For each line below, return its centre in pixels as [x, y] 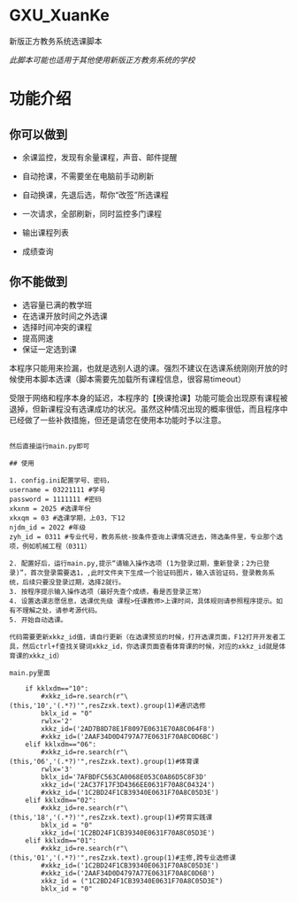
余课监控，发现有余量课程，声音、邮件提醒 [99, 157]
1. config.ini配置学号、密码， [61, 480]
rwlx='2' [57, 721]
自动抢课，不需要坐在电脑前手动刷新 [88, 176]
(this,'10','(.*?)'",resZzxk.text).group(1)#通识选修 [107, 705]
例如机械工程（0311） [56, 546]
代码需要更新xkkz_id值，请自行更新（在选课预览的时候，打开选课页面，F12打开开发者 [144, 637]
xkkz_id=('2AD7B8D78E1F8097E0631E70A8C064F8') [128, 729]
